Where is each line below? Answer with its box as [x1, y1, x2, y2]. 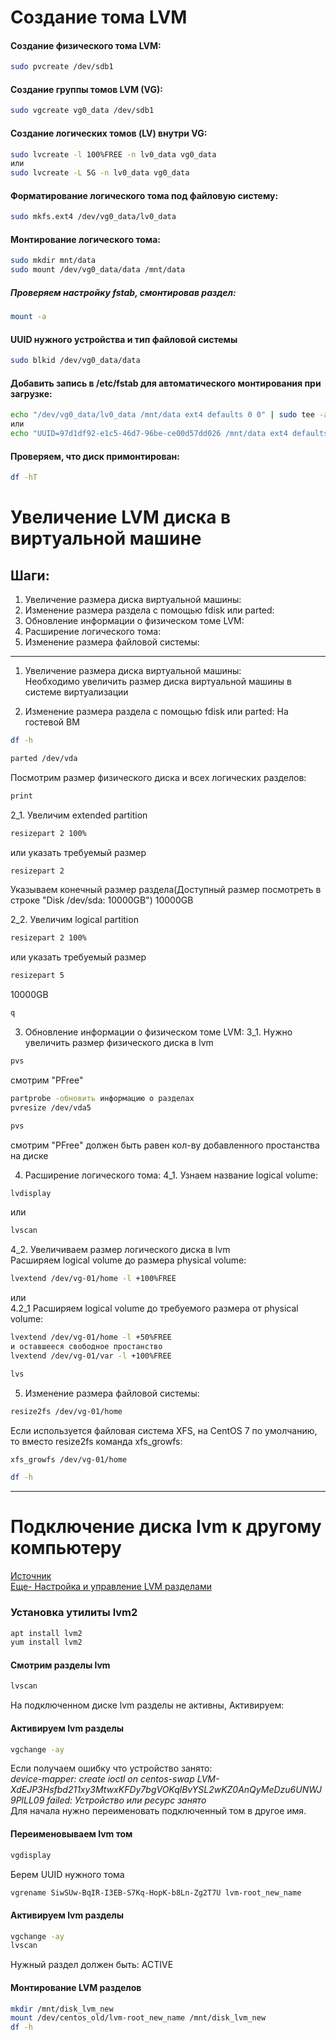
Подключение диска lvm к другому [10, 1516, 322, 1538]
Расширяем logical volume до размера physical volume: [10, 1254, 247, 1266]
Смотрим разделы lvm [10, 1659, 111, 1671]
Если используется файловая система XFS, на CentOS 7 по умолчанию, [10, 1424, 318, 1436]
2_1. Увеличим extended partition [10, 809, 148, 821]
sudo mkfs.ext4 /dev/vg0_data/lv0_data [10, 212, 177, 222]
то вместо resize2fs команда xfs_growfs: [10, 1435, 183, 1447]
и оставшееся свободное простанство [10, 1342, 163, 1352]
